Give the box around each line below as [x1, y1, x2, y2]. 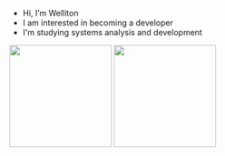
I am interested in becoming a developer [22, 17, 174, 28]
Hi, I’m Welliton [22, 8, 79, 18]
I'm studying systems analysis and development [22, 27, 202, 37]
